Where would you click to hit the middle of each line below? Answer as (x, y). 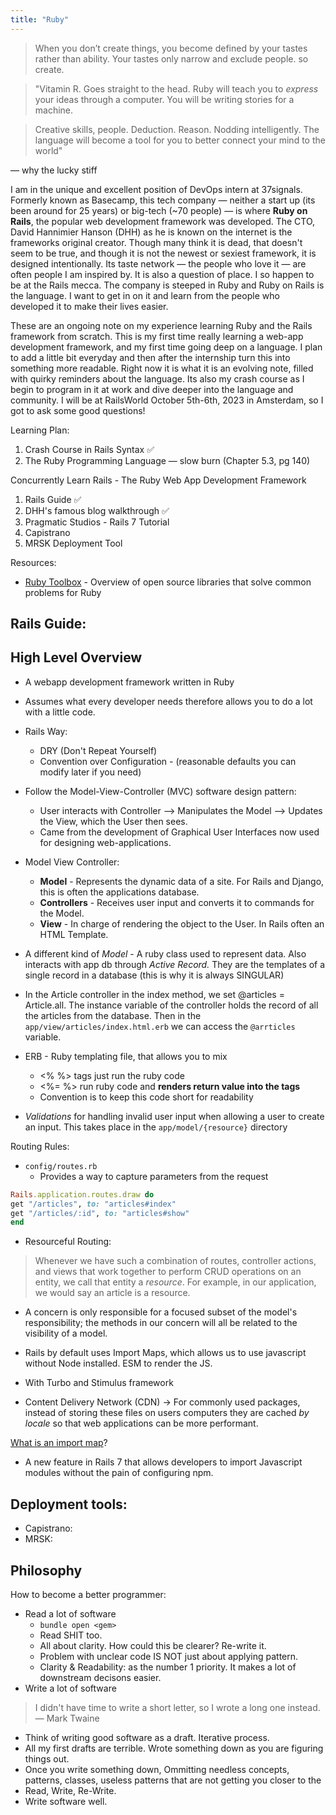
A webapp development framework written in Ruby (129, 682)
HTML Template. (74, 934)
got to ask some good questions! (78, 410)
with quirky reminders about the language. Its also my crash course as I (157, 378)
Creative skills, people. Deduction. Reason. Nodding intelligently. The (177, 129)
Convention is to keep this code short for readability (146, 1097)
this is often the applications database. (119, 892)
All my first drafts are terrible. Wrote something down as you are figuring (174, 1748)
